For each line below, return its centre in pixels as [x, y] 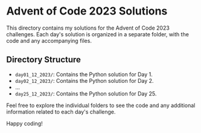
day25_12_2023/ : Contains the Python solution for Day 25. [86, 93]
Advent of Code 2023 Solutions [87, 11]
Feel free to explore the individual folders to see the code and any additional [101, 105]
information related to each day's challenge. [61, 112]
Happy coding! [25, 123]
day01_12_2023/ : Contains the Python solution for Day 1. [84, 74]
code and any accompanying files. [49, 41]
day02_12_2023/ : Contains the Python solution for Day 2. [84, 80]
